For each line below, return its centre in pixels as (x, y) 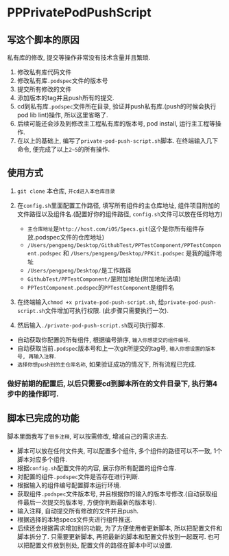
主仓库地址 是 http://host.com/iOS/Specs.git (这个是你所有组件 (113, 229)
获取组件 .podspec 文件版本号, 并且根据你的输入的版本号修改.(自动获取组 (117, 494)
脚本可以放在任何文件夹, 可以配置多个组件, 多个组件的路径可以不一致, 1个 (120, 450)
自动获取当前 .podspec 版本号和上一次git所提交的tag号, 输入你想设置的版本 (116, 348)
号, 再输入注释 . (36, 356)
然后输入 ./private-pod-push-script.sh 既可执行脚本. (91, 325)
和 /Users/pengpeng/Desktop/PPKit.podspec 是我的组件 (140, 253)
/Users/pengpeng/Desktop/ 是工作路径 (79, 270)
